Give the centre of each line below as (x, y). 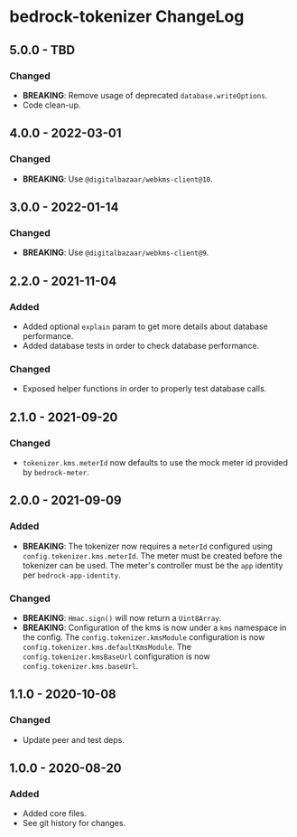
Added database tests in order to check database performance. (141, 345)
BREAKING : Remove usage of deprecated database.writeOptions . (145, 95)
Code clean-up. (51, 105)
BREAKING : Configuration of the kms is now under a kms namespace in (154, 627)
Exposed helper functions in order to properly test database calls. (144, 389)
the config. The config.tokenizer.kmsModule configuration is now (144, 637)
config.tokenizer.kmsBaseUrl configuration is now (116, 656)
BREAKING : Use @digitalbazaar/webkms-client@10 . (118, 179)
